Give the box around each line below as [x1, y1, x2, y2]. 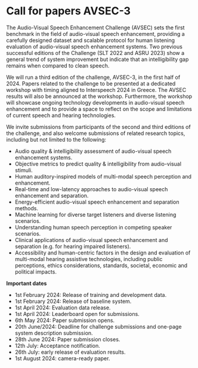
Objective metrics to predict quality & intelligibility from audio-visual [14, 160, 182, 167]
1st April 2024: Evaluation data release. [14, 303, 111, 311]
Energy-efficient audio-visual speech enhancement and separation [14, 198, 180, 206]
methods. [14, 204, 39, 211]
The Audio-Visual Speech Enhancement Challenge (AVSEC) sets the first [6, 24, 185, 31]
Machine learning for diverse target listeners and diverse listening [14, 211, 177, 218]
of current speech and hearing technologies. [6, 112, 116, 119]
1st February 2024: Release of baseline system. [14, 298, 132, 305]
